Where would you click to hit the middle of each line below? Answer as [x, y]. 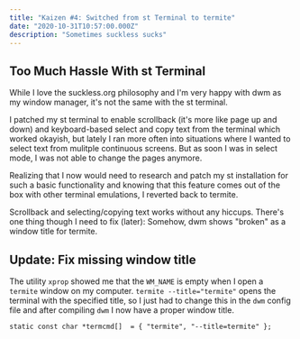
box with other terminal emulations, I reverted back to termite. [124, 195]
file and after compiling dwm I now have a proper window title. [122, 310]
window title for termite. [54, 232]
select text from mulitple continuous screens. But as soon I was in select [143, 149]
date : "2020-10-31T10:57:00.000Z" [74, 26]
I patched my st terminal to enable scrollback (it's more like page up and [143, 120]
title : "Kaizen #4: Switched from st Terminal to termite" [123, 18]
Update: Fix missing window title [103, 259]
